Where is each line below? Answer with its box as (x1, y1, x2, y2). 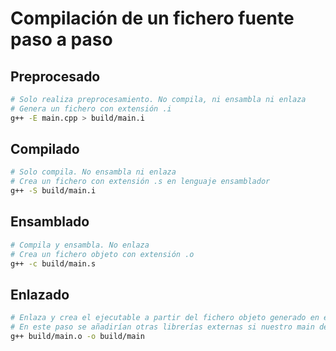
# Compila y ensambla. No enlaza (10, 240, 150, 250)
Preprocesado (10, 68, 101, 85)
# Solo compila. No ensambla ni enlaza (10, 167, 177, 177)
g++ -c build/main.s (10, 258, 97, 269)
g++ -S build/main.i (10, 186, 97, 196)
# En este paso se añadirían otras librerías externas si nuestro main (10, 322, 315, 332)
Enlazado (10, 286, 70, 303)
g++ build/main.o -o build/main (10, 332, 145, 342)
